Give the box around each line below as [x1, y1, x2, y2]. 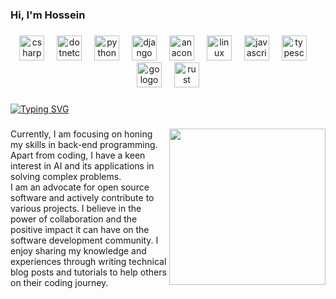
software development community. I [10, 234, 159, 246]
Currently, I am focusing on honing [10, 128, 153, 140]
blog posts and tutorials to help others [10, 266, 167, 278]
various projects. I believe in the [10, 202, 142, 214]
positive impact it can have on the [10, 223, 150, 235]
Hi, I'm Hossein [10, 8, 86, 22]
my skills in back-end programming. [10, 138, 158, 150]
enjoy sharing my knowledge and [10, 244, 147, 257]
